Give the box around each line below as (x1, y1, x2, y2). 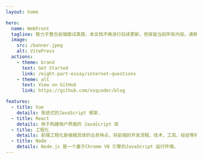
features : (5, 98, 31, 105)
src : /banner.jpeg (16, 42, 63, 49)
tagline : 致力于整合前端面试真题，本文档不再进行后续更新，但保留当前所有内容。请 (11, 31, 193, 37)
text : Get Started (21, 65, 68, 71)
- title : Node (11, 138, 47, 144)
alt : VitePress (16, 48, 55, 55)
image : (11, 37, 28, 43)
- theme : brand (16, 59, 55, 66)
